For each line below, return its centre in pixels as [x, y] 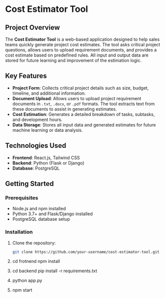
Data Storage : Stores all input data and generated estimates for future [84, 124]
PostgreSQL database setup [41, 219]
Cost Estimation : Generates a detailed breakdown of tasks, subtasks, [83, 114]
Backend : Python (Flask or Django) [48, 163]
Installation [19, 232]
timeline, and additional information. [49, 93]
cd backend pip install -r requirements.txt [55, 271]
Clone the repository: [34, 243]
